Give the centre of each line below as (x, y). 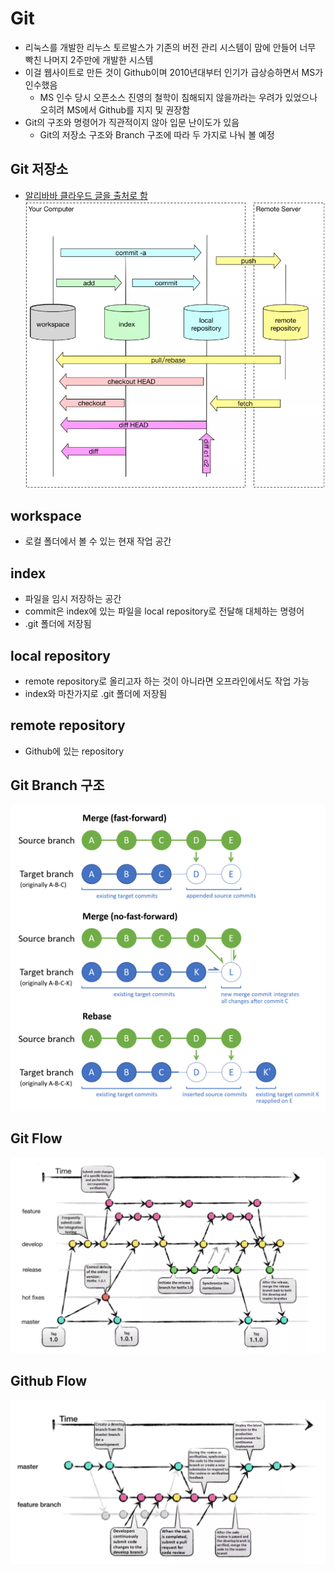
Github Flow (49, 1381)
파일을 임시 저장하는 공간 (73, 599)
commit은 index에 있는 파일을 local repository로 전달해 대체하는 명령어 (164, 611)
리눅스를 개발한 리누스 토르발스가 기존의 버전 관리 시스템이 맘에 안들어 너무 (170, 47)
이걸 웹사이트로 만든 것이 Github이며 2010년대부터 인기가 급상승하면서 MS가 (174, 72)
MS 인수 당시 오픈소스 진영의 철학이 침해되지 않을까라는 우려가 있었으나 (178, 97)
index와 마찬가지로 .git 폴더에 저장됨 (96, 693)
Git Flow (36, 1138)
